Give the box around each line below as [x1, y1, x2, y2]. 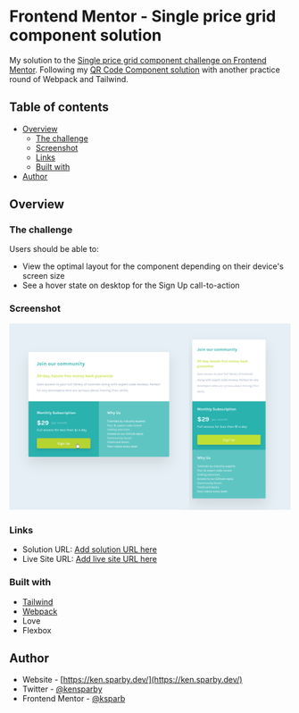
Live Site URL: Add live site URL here [21, 554, 158, 565]
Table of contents [9, 100, 109, 115]
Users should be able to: [9, 244, 100, 255]
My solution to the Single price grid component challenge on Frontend [9, 55, 267, 65]
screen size [21, 271, 65, 281]
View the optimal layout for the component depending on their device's [21, 261, 284, 272]
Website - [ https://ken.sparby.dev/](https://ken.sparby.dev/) [21, 675, 243, 685]
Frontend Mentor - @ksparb [21, 693, 126, 704]
